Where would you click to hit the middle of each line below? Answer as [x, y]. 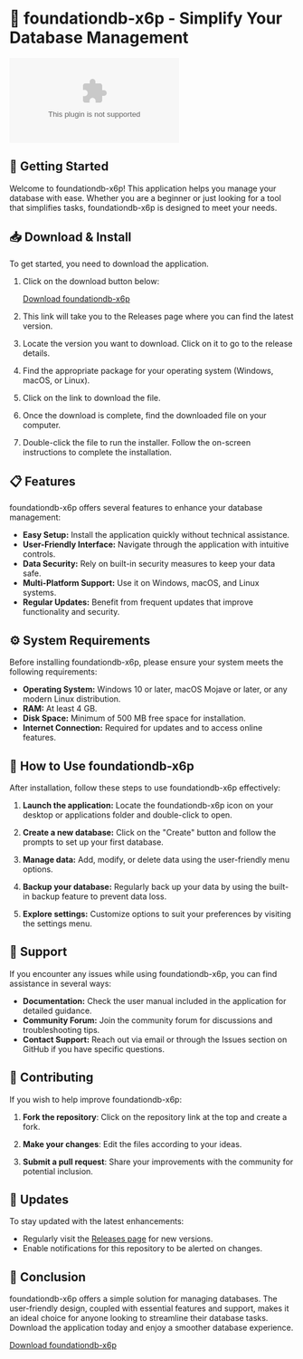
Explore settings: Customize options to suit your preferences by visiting [157, 914]
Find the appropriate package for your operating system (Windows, [148, 370]
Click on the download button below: [91, 281]
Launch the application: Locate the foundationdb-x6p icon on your [148, 805]
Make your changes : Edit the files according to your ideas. [132, 1144]
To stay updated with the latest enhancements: [97, 1221]
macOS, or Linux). [56, 380]
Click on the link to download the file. [91, 397]
